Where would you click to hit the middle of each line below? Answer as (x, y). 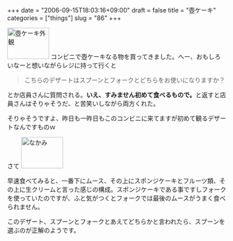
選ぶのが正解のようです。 (43, 230)
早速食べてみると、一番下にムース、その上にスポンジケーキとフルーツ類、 (113, 181)
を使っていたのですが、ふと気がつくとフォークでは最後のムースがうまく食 (114, 198)
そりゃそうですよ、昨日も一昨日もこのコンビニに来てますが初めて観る (108, 118)
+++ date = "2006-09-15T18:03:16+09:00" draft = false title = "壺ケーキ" (112, 10)
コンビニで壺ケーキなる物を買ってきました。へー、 (123, 57)
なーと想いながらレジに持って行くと (65, 65)
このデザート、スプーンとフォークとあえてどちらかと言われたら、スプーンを (116, 222)
